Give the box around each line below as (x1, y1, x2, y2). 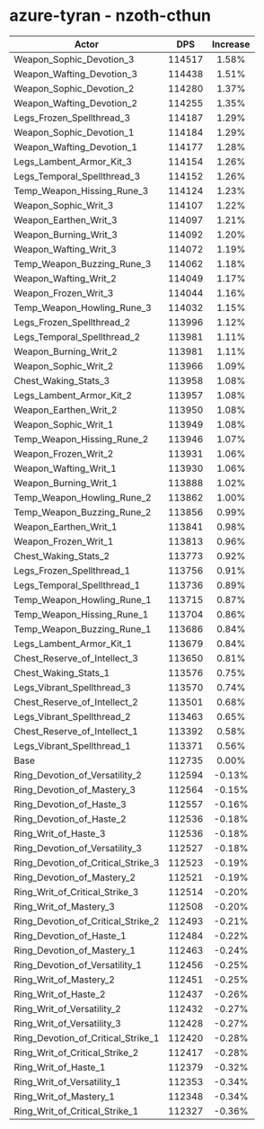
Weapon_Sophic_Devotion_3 (13, 53, 135, 66)
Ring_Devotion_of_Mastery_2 (13, 871, 136, 884)
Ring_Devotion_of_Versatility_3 (13, 841, 142, 854)
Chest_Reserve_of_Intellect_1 (13, 725, 139, 737)
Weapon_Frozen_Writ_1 (13, 535, 114, 547)
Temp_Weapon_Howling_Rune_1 (13, 593, 152, 606)
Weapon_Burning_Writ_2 (13, 345, 119, 358)
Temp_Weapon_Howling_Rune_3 (13, 301, 152, 314)
